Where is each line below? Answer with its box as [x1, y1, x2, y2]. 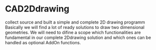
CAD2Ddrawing [5, 3, 70, 14]
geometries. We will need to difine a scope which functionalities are [5, 29, 141, 35]
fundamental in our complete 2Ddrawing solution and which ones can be [5, 35, 151, 40]
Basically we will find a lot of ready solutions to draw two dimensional [5, 24, 145, 30]
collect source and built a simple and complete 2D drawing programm [5, 19, 145, 25]
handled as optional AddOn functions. [5, 39, 81, 45]
